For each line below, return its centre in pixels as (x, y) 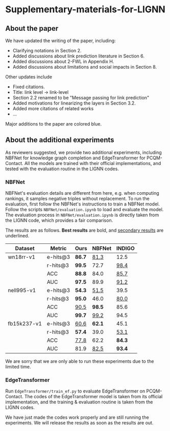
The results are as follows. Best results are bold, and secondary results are (84, 230)
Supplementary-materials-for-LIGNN (86, 9)
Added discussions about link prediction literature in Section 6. (78, 56)
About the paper (32, 28)
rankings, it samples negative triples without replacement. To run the (77, 199)
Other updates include (29, 77)
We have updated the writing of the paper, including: (60, 40)
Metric (58, 249)
